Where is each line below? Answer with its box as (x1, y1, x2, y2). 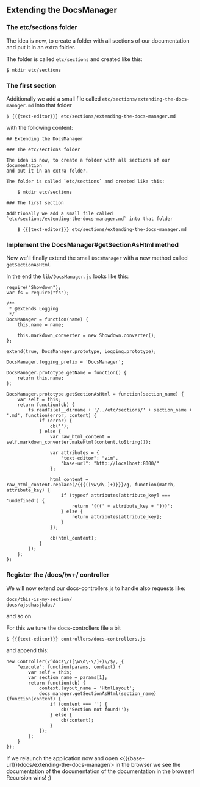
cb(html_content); (49, 535, 97, 541)
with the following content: (6, 124, 73, 131)
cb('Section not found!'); (60, 707, 130, 713)
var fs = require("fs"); (6, 290, 70, 296)
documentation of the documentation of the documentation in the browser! (6, 767, 195, 775)
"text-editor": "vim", (60, 455, 119, 461)
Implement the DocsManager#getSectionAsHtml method (6, 240, 179, 249)
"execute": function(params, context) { (17, 664, 121, 670)
